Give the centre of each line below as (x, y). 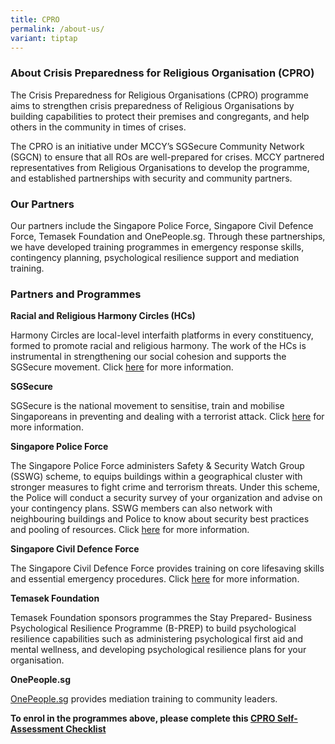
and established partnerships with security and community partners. (151, 178)
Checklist (86, 729)
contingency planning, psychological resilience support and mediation (155, 257)
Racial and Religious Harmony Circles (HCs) (103, 316)
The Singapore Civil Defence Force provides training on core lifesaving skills (167, 568)
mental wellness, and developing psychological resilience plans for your (158, 650)
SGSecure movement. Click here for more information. (122, 367)
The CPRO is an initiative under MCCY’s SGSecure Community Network (157, 146)
